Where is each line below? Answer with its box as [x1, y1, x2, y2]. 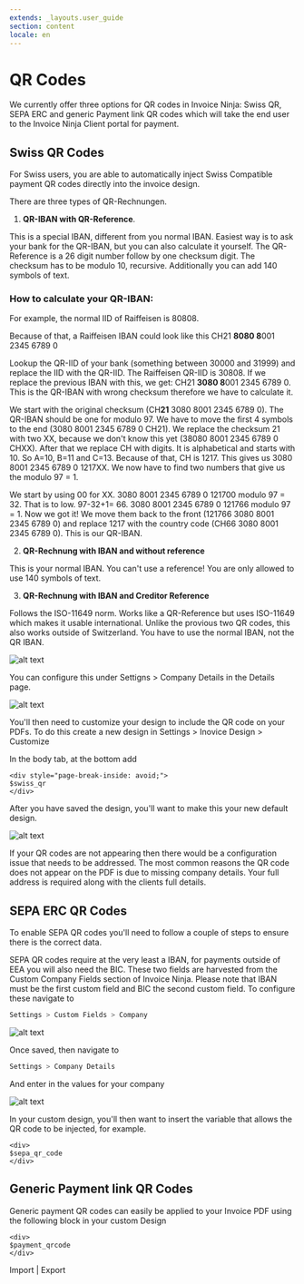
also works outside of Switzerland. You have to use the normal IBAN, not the [9, 627, 295, 638]
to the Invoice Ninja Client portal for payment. [9, 119, 180, 130]
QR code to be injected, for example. [9, 1122, 147, 1134]
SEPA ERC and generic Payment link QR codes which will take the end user [9, 109, 290, 120]
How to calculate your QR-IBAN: [9, 292, 154, 305]
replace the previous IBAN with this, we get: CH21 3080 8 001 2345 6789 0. [9, 377, 291, 388]
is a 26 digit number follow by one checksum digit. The [49, 250, 256, 261]
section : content [9, 22, 75, 31]
